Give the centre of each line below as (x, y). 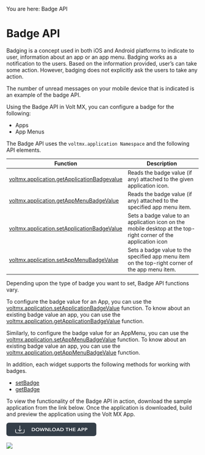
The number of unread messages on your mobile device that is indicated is (100, 88)
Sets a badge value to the (160, 250)
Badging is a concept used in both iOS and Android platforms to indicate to (100, 50)
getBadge (27, 389)
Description (162, 164)
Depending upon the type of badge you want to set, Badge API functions (98, 283)
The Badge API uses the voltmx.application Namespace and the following (98, 143)
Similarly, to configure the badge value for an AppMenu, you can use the (98, 333)
